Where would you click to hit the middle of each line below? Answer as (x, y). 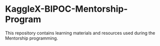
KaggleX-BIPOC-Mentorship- (66, 9)
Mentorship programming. (32, 38)
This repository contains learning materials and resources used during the (80, 33)
